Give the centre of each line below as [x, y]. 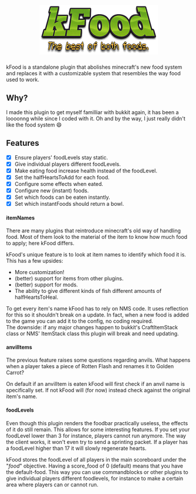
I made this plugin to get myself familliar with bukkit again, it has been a [92, 112]
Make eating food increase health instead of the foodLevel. [86, 171]
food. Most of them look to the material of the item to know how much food [97, 237]
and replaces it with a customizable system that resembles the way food [93, 73]
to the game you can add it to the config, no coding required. [80, 321]
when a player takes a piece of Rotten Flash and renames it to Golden [90, 366]
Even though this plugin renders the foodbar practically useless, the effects [97, 423]
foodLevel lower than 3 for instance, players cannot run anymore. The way [96, 435]
